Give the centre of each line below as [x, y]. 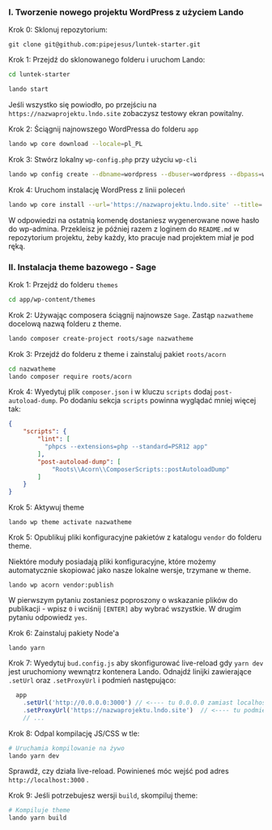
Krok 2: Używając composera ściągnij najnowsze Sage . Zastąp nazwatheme [131, 315]
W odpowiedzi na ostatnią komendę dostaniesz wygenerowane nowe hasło [134, 220]
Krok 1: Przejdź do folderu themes [64, 284]
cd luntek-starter [39, 75]
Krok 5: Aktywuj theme [47, 507]
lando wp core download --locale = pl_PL [76, 144]
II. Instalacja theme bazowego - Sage [82, 267]
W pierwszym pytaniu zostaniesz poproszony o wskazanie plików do [123, 600]
